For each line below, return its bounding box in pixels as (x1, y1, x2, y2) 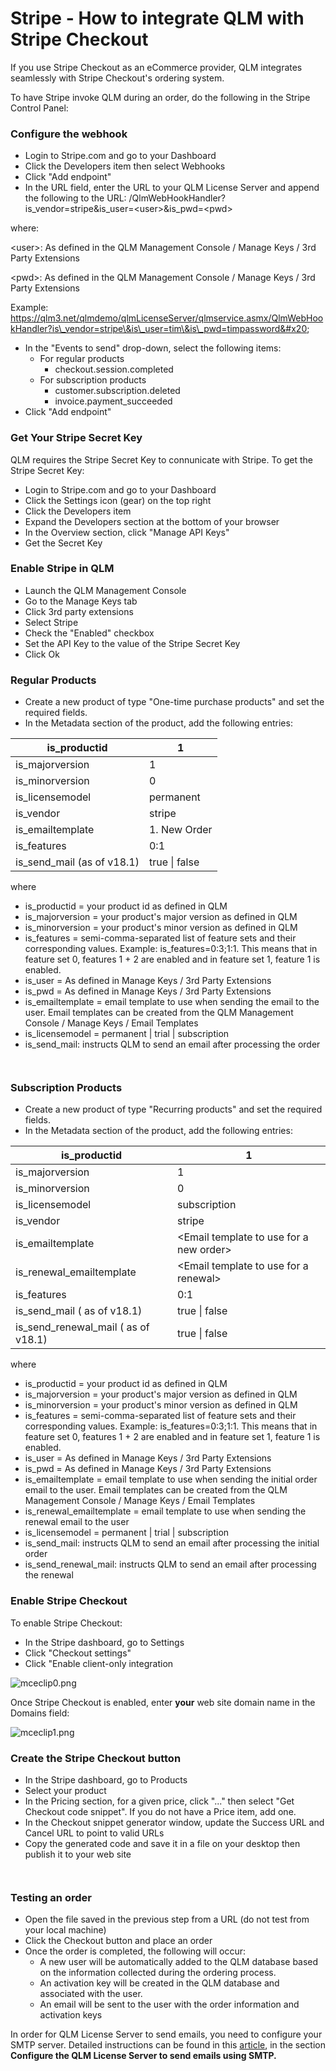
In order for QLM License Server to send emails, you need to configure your (10, 2028, 323, 2041)
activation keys (39, 2009, 103, 2021)
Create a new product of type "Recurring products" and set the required (24, 1103, 323, 1116)
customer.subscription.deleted (54, 385, 181, 397)
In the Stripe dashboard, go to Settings (24, 1636, 185, 1648)
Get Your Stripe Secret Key (10, 431, 143, 445)
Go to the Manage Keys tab (24, 595, 138, 607)
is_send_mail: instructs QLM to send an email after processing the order (24, 1038, 321, 1051)
